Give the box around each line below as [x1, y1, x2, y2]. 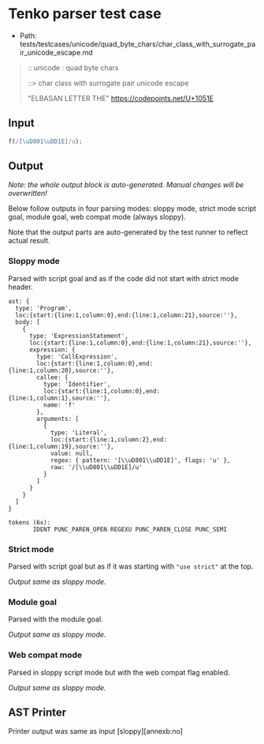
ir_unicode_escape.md [19, 47, 93, 57]
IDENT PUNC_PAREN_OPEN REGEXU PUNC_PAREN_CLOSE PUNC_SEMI [32, 525, 227, 533]
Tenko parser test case [8, 5, 162, 23]
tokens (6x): [8, 518, 51, 526]
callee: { [36, 373, 69, 381]
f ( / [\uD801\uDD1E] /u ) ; [8, 137, 83, 145]
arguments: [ [36, 415, 80, 423]
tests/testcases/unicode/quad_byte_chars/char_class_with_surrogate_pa [19, 39, 256, 48]
